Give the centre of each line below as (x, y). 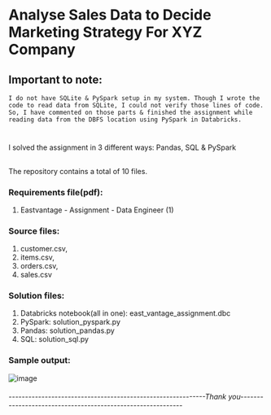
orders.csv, (39, 266)
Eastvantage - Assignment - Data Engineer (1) (97, 210)
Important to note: (56, 79)
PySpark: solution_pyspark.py (70, 322)
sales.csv (36, 275)
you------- (245, 397)
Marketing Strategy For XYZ (105, 32)
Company (42, 50)
